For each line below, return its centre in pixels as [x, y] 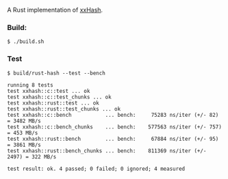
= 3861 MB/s [24, 145]
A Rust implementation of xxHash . [55, 10]
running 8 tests [30, 85]
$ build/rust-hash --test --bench [56, 73]
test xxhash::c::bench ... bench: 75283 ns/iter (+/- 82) [113, 115]
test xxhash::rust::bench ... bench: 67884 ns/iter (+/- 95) [113, 139]
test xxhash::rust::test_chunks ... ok [64, 109]
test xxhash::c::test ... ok [49, 91]
